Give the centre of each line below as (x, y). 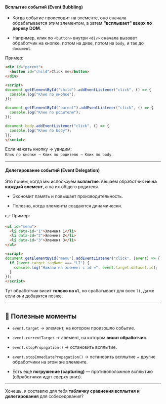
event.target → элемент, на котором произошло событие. (74, 328)
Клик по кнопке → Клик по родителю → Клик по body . (59, 154)
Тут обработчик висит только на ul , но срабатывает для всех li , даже (80, 291)
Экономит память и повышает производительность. (68, 196)
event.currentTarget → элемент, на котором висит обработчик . (80, 337)
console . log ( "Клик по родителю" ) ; (45, 113)
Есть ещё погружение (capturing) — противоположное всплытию (83, 371)
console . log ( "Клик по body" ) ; (41, 130)
